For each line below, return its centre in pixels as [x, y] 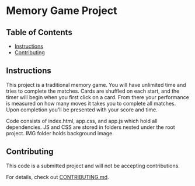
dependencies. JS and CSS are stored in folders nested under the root [90, 127]
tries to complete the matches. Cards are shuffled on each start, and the [93, 91]
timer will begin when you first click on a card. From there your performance [98, 97]
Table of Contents [39, 32]
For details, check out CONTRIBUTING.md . [58, 177]
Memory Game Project [62, 11]
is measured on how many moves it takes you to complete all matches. [91, 103]
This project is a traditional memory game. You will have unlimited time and [96, 85]
